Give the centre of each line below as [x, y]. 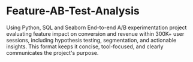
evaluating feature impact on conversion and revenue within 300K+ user [95, 33]
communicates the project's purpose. [52, 52]
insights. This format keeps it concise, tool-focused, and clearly [85, 46]
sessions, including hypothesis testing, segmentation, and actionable [91, 40]
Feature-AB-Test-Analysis [73, 11]
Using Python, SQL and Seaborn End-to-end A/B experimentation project [96, 27]
